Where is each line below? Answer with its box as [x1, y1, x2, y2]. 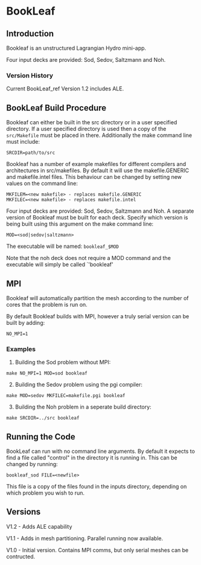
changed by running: [6, 461, 59, 468]
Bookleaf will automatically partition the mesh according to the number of [6, 294, 189, 301]
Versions [6, 507, 41, 517]
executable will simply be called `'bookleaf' [6, 261, 113, 268]
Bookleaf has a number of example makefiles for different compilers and [6, 161, 186, 168]
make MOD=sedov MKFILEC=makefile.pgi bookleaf [6, 393, 126, 399]
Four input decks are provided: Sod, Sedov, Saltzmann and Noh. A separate [6, 207, 194, 215]
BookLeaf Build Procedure [6, 102, 107, 113]
